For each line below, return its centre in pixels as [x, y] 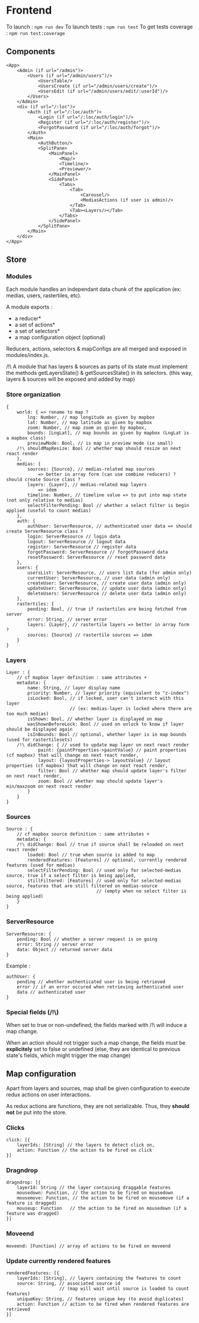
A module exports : [29, 307]
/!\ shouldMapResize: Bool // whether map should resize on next [99, 448]
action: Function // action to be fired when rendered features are [103, 1304]
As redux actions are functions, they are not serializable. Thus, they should [98, 1106]
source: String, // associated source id [68, 1283]
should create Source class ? [44, 479]
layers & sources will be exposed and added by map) [70, 379]
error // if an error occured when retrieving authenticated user [100, 987]
